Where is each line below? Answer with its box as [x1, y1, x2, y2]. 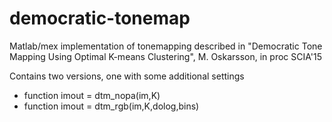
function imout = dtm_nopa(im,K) [23, 89, 161, 101]
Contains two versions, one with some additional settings [9, 70, 245, 82]
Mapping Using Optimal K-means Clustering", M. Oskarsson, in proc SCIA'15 [9, 50, 322, 62]
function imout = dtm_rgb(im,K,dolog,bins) [23, 100, 200, 112]
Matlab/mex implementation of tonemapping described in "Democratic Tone [9, 40, 323, 52]
